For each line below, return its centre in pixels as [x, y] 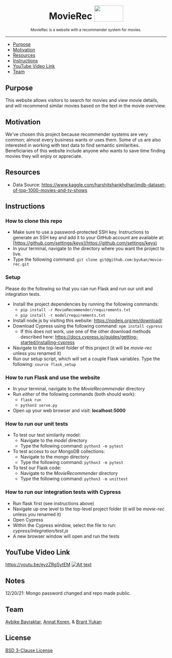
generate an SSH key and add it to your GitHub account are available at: [89, 238]
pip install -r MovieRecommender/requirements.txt [76, 310]
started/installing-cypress [48, 342]
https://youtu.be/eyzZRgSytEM [38, 565]
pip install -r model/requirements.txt [63, 315]
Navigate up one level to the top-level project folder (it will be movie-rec [89, 509]
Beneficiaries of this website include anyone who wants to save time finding [85, 150]
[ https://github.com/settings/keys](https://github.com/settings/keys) [85, 243]
